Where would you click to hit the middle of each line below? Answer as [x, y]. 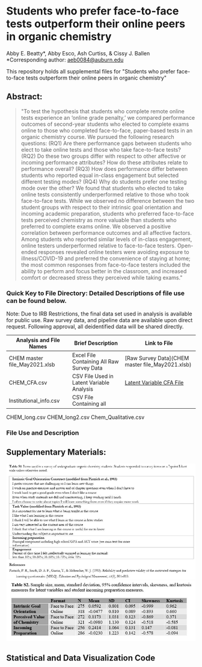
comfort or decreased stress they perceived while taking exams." [102, 278]
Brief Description [96, 343]
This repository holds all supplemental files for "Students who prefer [91, 71]
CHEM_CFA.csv [28, 383]
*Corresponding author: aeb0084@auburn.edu [65, 60]
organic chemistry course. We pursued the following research [97, 137]
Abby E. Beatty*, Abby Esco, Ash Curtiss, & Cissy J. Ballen [78, 53]
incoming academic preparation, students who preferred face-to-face [107, 213]
